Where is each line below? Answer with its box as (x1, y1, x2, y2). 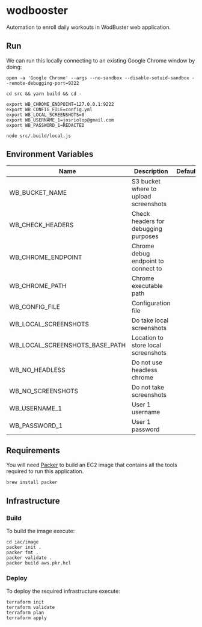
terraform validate (6, 605, 55, 611)
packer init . (6, 545, 42, 551)
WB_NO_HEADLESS (9, 365, 66, 374)
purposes (131, 232, 159, 240)
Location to (131, 333, 164, 341)
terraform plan (6, 610, 44, 616)
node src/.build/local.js (6, 133, 71, 139)
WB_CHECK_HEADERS (9, 221, 74, 229)
